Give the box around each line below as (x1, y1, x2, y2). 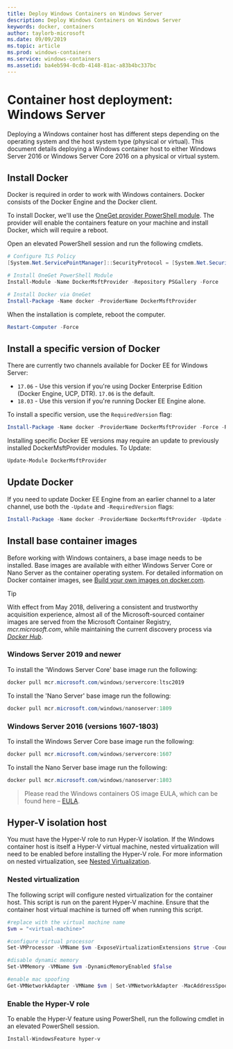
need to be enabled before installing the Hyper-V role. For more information (7, 850, 223, 858)
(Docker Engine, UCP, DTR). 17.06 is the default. (17, 390, 155, 398)
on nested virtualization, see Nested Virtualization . (7, 857, 151, 866)
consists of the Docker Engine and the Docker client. (7, 198, 158, 206)
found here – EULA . (24, 796, 80, 805)
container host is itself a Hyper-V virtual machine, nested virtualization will (7, 842, 220, 851)
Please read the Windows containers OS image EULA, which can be (24, 789, 218, 797)
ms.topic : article (7, 42, 60, 49)
